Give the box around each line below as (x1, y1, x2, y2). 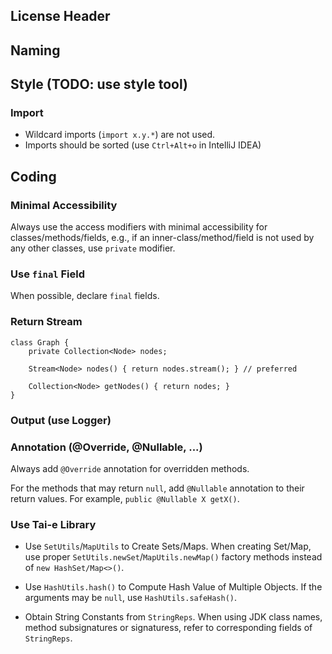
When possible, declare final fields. (10, 290, 160, 302)
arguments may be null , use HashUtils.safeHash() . (24, 592, 238, 604)
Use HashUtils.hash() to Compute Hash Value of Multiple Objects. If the (24, 581, 323, 593)
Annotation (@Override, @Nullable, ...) (10, 440, 203, 454)
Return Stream (10, 315, 83, 329)
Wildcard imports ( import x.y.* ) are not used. (24, 129, 216, 141)
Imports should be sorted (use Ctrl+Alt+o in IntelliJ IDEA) (24, 139, 262, 151)
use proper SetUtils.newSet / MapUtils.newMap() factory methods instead (24, 551, 323, 563)
